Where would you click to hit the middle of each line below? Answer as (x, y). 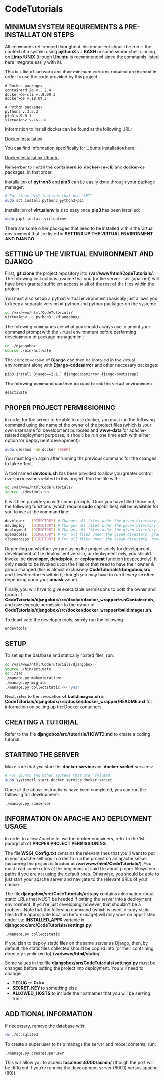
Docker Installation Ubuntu (32, 157)
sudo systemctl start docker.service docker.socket (59, 780)
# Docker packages (24, 86)
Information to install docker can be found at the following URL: (69, 129)
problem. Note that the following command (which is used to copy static (77, 909)
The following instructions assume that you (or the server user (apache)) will (82, 279)
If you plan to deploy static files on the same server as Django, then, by (77, 943)
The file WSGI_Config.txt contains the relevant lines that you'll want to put (80, 853)
